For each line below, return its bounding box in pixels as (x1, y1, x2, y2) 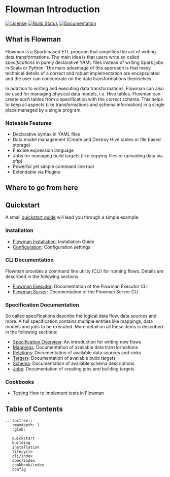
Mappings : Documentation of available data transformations (12, 344, 139, 351)
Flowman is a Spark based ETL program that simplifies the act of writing (5, 48, 156, 54)
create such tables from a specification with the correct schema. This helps (5, 96, 163, 102)
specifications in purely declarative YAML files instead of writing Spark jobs (5, 59, 163, 65)
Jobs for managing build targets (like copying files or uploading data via (12, 153, 163, 159)
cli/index (12, 454, 33, 459)
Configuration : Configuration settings (12, 244, 91, 250)
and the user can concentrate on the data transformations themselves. (5, 75, 153, 82)
